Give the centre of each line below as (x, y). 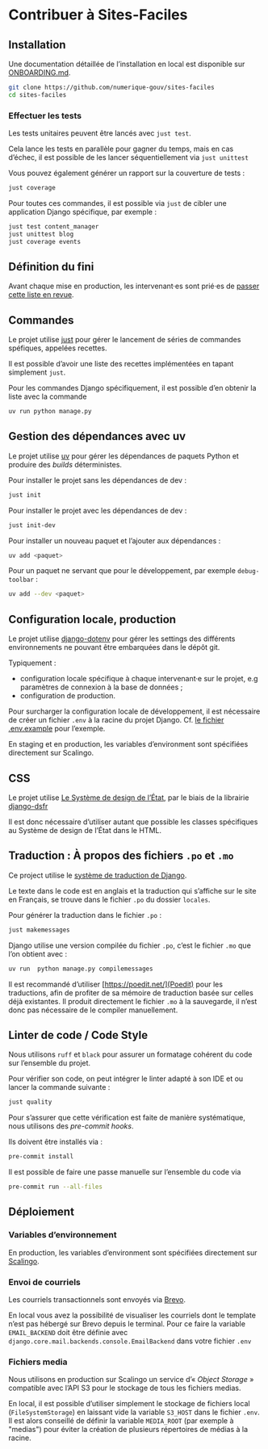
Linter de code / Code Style (78, 1035)
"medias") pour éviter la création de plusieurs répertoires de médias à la (128, 1430)
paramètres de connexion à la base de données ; (101, 687)
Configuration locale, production (92, 619)
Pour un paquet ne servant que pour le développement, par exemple (122, 571)
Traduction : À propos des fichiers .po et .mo (121, 856)
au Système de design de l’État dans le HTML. (85, 830)
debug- (249, 572)
